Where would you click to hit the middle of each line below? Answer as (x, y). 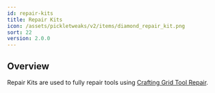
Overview (28, 66)
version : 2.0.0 (29, 39)
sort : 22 (20, 32)
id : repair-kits (30, 13)
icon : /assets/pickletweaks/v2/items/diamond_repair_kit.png (96, 26)
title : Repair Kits (35, 20)
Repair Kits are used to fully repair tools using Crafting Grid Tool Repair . (108, 82)
